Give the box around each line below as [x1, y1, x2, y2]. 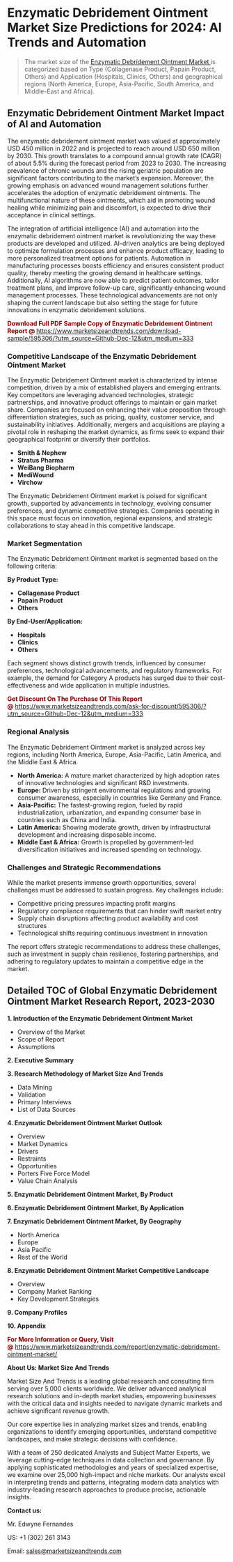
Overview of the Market [17, 1028, 86, 1036]
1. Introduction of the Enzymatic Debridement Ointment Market [7, 1014, 193, 1022]
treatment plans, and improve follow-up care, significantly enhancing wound [7, 284, 226, 292]
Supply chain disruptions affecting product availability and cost [17, 914, 198, 922]
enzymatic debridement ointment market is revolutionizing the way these [7, 231, 216, 240]
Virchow [17, 479, 43, 487]
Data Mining [17, 1083, 52, 1091]
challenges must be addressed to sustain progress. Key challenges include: [7, 886, 224, 894]
